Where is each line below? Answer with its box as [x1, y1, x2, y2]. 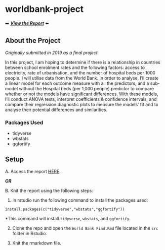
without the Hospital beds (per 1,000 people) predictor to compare [19, 85, 154, 91]
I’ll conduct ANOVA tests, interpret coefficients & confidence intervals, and [5, 96, 157, 102]
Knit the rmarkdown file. [12, 240, 62, 246]
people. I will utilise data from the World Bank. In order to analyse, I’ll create [5, 75, 159, 81]
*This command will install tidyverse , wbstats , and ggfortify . [5, 215, 131, 221]
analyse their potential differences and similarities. [5, 107, 108, 113]
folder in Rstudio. [12, 230, 47, 236]
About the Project [5, 36, 61, 45]
